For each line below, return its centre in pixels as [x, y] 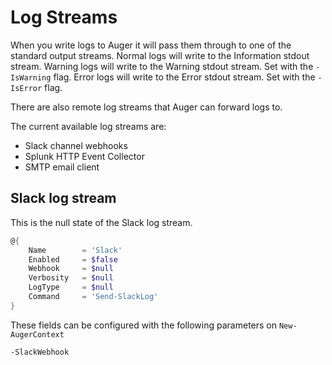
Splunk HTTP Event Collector [84, 156]
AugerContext [37, 334]
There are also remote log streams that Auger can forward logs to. [146, 107]
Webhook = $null [71, 269]
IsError [26, 88]
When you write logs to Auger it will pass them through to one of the [151, 45]
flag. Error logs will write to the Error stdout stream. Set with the [184, 77]
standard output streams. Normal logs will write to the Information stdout [160, 55]
